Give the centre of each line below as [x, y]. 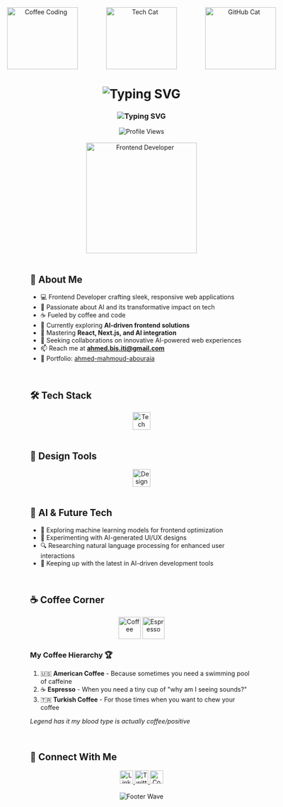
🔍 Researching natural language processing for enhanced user [132, 545]
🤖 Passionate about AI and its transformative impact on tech [127, 307]
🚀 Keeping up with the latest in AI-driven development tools [127, 563]
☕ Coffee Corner [67, 600]
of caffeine [56, 681]
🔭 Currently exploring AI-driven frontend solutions [115, 326]
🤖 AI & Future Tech [71, 513]
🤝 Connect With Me [74, 757]
